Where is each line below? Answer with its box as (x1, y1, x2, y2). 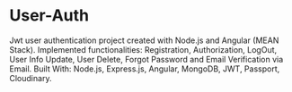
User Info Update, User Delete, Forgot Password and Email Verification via (9, 54, 284, 64)
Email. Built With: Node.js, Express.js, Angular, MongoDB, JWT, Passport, (9, 63, 280, 74)
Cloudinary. (9, 72, 52, 83)
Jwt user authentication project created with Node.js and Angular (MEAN (9, 35, 279, 46)
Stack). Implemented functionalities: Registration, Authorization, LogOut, (9, 44, 278, 54)
